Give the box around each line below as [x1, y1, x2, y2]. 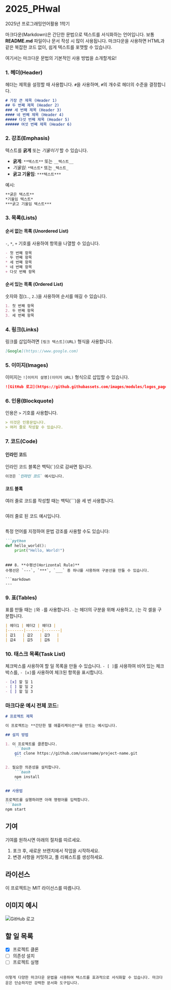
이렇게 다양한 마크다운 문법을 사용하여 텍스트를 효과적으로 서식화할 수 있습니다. [5, 975, 150, 980]
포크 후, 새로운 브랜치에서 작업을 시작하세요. [12, 847, 100, 853]
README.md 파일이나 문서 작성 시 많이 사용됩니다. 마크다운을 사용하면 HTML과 [5, 38, 165, 44]
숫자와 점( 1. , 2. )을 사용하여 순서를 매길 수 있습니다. [5, 293, 107, 300]
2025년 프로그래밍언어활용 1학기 [5, 20, 70, 26]
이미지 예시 [5, 901, 38, 910]
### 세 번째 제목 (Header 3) [5, 108, 62, 113]
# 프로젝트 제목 [5, 714, 34, 719]
